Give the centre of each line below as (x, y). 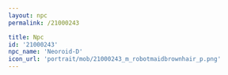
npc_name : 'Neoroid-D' (46, 52)
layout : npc (28, 15)
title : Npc (26, 37)
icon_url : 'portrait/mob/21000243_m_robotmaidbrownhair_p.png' (115, 59)
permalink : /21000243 (44, 23)
